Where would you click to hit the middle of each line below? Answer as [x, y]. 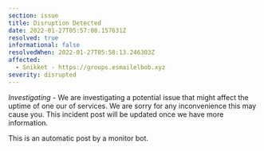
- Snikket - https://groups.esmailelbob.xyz [91, 68]
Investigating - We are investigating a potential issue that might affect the [128, 97]
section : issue [33, 15]
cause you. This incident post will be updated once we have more [116, 114]
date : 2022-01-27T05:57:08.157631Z [67, 30]
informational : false [44, 45]
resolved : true [33, 38]
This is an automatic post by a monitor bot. [79, 138]
